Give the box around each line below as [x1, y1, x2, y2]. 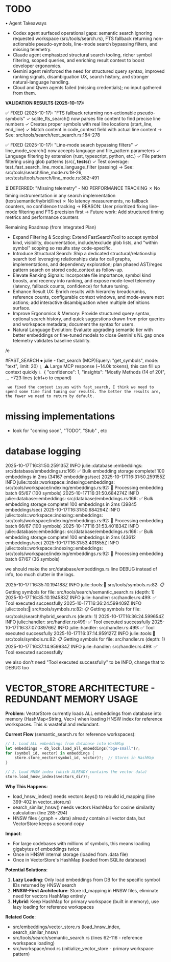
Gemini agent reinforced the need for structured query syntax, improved [12, 68, 165, 74]
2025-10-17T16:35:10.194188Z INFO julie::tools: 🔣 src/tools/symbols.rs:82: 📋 [5, 581, 165, 587]
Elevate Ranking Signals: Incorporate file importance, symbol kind [12, 272, 151, 278]
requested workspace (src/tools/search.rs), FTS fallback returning [12, 35, 152, 42]
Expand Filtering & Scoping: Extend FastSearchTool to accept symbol [12, 234, 158, 240]
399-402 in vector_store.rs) [12, 799, 71, 805]
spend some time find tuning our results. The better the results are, [5, 389, 161, 394]
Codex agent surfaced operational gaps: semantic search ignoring [12, 30, 152, 36]
